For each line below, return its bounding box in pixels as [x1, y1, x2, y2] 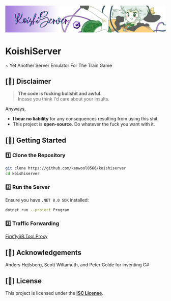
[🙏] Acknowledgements [5, 248, 82, 257]
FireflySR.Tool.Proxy [5, 233, 48, 240]
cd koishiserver [5, 171, 40, 176]
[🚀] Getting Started [5, 136, 66, 144]
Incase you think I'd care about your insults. [17, 96, 109, 102]
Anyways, [5, 106, 26, 112]
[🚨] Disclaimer [5, 77, 51, 86]
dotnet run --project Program [5, 208, 70, 213]
